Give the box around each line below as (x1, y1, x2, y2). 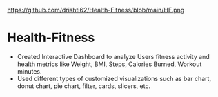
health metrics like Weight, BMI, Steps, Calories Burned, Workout (17, 60, 202, 68)
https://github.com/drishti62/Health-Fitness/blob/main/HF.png (7, 6, 185, 14)
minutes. (17, 67, 43, 75)
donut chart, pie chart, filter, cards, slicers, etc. (17, 82, 150, 90)
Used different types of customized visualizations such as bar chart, (17, 74, 212, 83)
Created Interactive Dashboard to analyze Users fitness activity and (17, 52, 210, 61)
